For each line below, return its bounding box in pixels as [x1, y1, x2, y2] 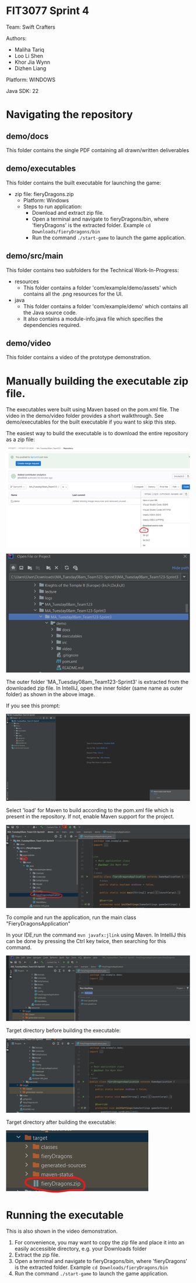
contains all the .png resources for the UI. [23, 290, 124, 297]
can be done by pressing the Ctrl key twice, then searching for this [6, 938, 166, 944]
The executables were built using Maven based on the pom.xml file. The [6, 406, 180, 413]
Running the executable [6, 1208, 124, 1222]
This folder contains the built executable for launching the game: [6, 179, 162, 186]
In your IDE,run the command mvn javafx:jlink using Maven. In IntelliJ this [6, 931, 187, 938]
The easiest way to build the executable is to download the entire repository [6, 430, 188, 437]
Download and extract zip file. [32, 209, 104, 216]
